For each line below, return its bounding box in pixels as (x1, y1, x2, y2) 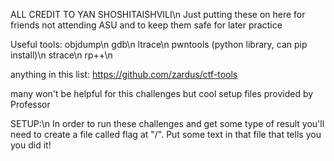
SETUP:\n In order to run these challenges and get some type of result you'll (10, 118, 325, 129)
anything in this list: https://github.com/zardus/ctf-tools (10, 69, 238, 80)
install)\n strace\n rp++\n (10, 49, 113, 61)
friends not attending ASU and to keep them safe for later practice (10, 19, 283, 31)
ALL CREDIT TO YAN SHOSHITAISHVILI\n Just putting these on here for (10, 9, 306, 20)
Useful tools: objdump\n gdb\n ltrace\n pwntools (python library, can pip (10, 39, 308, 50)
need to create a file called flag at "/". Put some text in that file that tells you (10, 129, 322, 140)
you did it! (10, 139, 52, 151)
